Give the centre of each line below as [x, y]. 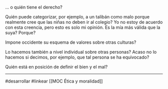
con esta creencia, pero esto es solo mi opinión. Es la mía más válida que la [83, 27]
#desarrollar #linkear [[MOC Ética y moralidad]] [54, 81]
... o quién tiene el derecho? [34, 7]
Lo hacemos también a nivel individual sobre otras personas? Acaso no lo [81, 52]
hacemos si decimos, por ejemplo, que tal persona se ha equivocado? [77, 57]
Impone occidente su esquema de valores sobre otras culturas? [71, 42]
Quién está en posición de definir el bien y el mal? [56, 67]
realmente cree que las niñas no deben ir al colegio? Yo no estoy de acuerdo [84, 22]
